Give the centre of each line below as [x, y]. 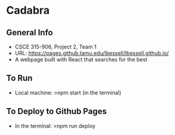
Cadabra [28, 10]
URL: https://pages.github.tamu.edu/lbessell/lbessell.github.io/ [92, 53]
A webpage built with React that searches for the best [81, 59]
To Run [19, 78]
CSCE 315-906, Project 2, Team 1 [56, 47]
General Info [30, 33]
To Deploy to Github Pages [56, 111]
